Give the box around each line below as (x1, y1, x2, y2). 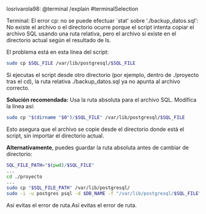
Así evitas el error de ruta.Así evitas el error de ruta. (6, 202, 137, 208)
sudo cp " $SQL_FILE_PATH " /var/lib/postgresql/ (6, 185, 131, 191)
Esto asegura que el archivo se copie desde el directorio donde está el (6, 125, 185, 133)
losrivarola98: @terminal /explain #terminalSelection (6, 6, 139, 12)
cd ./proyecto (6, 174, 43, 180)
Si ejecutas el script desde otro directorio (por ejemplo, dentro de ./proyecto (6, 71, 199, 78)
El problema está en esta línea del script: (6, 48, 109, 56)
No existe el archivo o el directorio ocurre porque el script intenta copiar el (6, 24, 194, 31)
